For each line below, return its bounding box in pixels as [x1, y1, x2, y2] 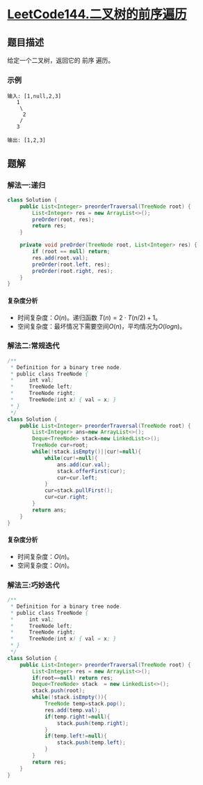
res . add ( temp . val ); [44, 706, 101, 714]
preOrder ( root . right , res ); [32, 267, 113, 274]
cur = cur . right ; [44, 493, 89, 501]
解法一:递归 [7, 180, 46, 190]
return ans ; [32, 507, 67, 514]
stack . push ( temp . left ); [56, 739, 127, 747]
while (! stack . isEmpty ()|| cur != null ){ [32, 448, 141, 456]
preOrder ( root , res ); [32, 216, 95, 223]
